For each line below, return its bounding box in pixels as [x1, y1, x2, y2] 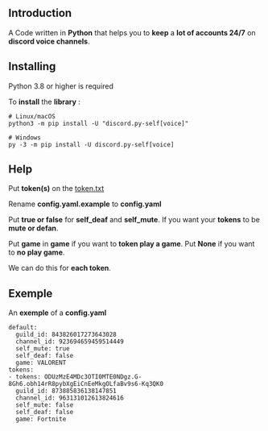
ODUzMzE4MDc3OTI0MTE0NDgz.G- [43, 373, 142, 381]
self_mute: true [15, 345, 70, 353]
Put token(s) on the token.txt [8, 184, 105, 193]
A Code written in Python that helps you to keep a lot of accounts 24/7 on [8, 27, 256, 37]
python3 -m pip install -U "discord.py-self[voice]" [8, 119, 189, 127]
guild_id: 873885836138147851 [15, 387, 117, 396]
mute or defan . [8, 223, 59, 233]
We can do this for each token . [8, 263, 111, 273]
